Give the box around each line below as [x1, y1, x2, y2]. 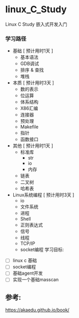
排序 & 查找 [20, 67, 44, 73]
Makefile [20, 124, 39, 130]
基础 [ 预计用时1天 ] [12, 48, 54, 54]
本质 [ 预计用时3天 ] [12, 80, 55, 86]
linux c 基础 [12, 257, 37, 264]
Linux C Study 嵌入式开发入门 [5, 21, 67, 27]
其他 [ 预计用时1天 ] [12, 143, 54, 149]
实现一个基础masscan [12, 277, 59, 283]
